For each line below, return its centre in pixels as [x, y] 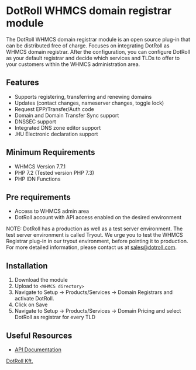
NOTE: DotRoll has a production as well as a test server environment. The [94, 229]
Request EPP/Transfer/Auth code [54, 109]
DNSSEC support [35, 122]
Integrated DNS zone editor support [58, 127]
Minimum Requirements [51, 152]
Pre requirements [39, 197]
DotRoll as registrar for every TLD [55, 317]
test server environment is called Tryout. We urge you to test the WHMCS [94, 235]
